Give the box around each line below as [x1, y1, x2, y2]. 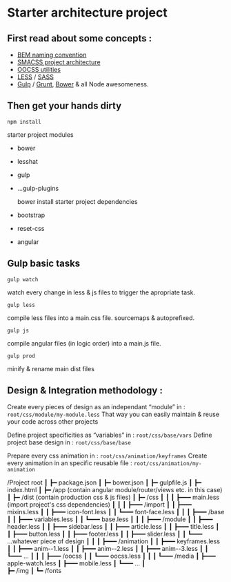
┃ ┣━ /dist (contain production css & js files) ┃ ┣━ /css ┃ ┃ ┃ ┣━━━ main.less [7, 493, 219, 502]
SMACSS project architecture [17, 58, 101, 66]
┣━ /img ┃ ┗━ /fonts [7, 567, 62, 575]
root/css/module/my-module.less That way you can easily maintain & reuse [7, 410, 219, 419]
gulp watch [7, 276, 39, 283]
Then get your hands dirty [7, 100, 122, 112]
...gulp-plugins [17, 184, 59, 192]
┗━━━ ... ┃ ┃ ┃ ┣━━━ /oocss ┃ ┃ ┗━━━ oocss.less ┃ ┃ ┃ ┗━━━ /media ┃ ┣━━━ [7, 552, 216, 561]
